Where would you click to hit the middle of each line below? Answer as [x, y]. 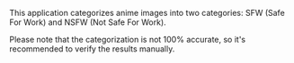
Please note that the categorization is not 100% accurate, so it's [127, 39]
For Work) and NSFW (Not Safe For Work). [88, 22]
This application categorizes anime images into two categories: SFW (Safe [147, 13]
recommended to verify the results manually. [92, 49]
